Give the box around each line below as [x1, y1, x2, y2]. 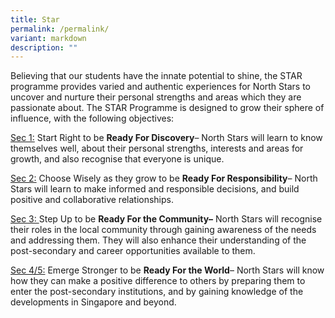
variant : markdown [10, 33, 87, 43]
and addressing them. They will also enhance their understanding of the [10, 234, 307, 246]
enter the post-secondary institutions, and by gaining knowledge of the [10, 286, 304, 298]
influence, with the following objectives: [10, 112, 175, 125]
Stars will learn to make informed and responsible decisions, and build [10, 183, 300, 195]
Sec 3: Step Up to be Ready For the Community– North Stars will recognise [10, 213, 323, 225]
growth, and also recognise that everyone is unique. [10, 153, 225, 165]
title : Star [10, 14, 60, 25]
